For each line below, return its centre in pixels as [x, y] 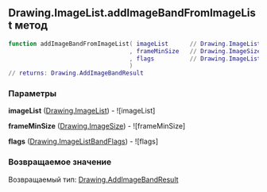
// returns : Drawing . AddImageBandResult [76, 73]
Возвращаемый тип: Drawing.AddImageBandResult [93, 179]
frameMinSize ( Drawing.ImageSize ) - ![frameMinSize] [97, 126]
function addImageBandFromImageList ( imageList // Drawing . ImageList [135, 44]
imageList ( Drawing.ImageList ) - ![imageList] [82, 111]
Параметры [33, 94]
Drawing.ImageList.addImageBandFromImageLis [132, 13]
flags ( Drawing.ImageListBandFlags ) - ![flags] [83, 141]
